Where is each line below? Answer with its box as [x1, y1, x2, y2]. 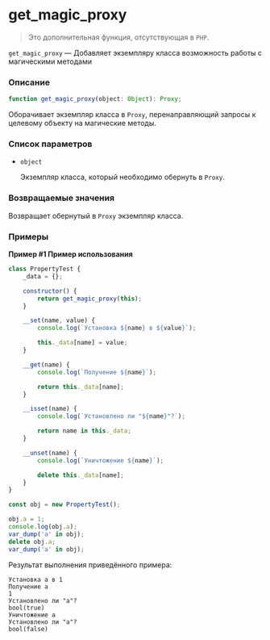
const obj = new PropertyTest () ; [8, 500, 121, 509]
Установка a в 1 [8, 575, 63, 584]
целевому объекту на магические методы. [8, 119, 157, 128]
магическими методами [8, 56, 93, 66]
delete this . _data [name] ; [37, 471, 125, 479]
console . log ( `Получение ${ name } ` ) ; [37, 368, 157, 376]
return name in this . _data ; [37, 427, 131, 435]
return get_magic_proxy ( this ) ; [37, 295, 143, 303]
